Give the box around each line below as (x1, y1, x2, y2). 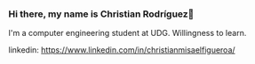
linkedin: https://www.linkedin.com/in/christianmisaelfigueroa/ (8, 45, 236, 55)
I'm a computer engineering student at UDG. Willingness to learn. (8, 28, 247, 39)
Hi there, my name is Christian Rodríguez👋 (8, 8, 195, 20)
